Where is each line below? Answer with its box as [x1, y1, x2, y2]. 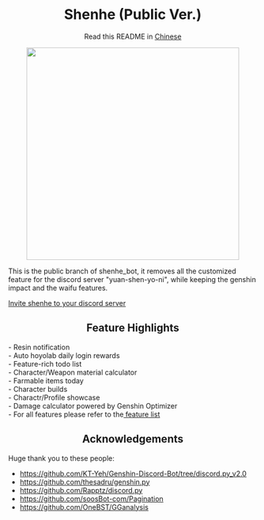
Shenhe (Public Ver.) [63, 6, 202, 24]
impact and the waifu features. [8, 283, 108, 292]
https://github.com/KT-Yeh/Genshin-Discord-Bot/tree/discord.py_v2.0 [19, 469, 247, 478]
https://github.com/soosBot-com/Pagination [19, 494, 164, 503]
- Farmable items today [8, 375, 85, 385]
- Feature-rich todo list [8, 359, 82, 368]
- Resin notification [8, 342, 70, 352]
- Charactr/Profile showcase [8, 393, 100, 402]
